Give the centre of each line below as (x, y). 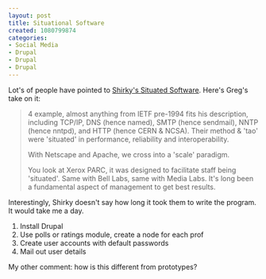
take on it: (25, 98)
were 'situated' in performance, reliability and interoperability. (128, 139)
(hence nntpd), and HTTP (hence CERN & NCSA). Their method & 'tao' (143, 130)
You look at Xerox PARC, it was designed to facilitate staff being (132, 170)
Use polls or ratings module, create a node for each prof (112, 234)
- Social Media (33, 45)
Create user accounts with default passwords (94, 242)
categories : (28, 38)
